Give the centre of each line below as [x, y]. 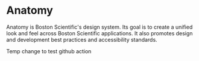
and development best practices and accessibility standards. [82, 39]
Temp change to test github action [49, 51]
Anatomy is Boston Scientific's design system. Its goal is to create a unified [99, 27]
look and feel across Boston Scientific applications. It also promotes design [99, 33]
